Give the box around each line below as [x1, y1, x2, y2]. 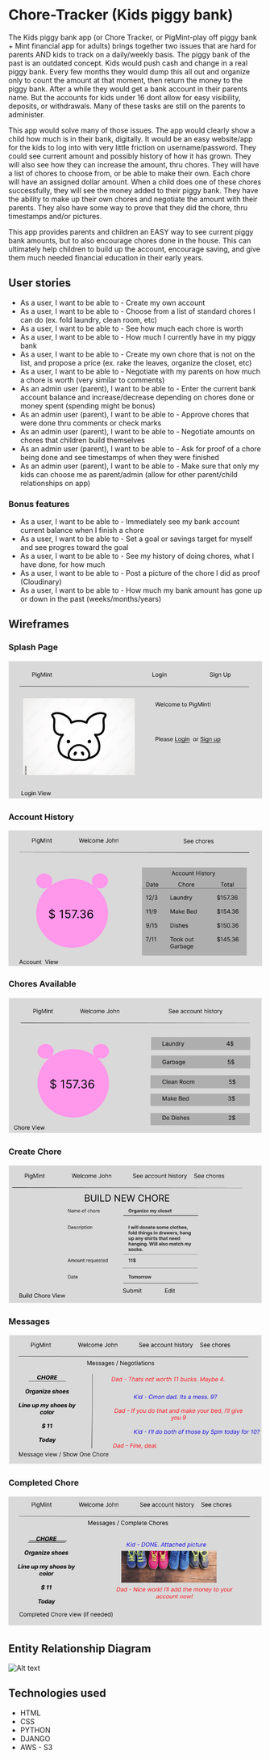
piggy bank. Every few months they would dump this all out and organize [8, 66, 251, 76]
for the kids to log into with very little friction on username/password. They [8, 142, 256, 152]
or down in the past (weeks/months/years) [19, 594, 162, 604]
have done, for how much [19, 560, 106, 569]
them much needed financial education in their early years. [8, 252, 204, 262]
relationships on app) [19, 478, 91, 488]
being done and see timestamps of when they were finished [19, 452, 220, 462]
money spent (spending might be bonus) [19, 400, 156, 410]
